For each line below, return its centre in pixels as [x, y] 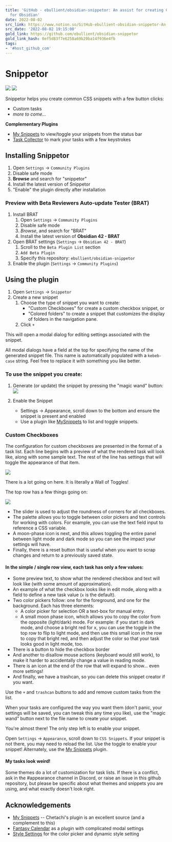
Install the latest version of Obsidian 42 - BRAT [70, 236]
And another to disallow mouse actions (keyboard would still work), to [86, 655]
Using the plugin [32, 280]
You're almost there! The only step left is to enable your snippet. [73, 728]
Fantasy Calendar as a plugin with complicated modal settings [78, 829]
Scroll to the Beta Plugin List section [60, 247]
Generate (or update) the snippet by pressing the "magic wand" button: [88, 386]
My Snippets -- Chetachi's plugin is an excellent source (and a [79, 817]
